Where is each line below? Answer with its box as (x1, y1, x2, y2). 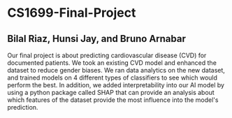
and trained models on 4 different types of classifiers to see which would (7, 73, 218, 82)
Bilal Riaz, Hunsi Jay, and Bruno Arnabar (7, 33, 187, 45)
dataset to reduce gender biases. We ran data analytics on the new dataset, (7, 66, 226, 74)
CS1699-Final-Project (7, 5, 136, 21)
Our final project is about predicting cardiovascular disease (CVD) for (7, 51, 207, 59)
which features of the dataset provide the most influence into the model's (7, 96, 219, 104)
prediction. (7, 103, 38, 111)
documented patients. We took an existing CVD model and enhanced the (7, 59, 217, 67)
